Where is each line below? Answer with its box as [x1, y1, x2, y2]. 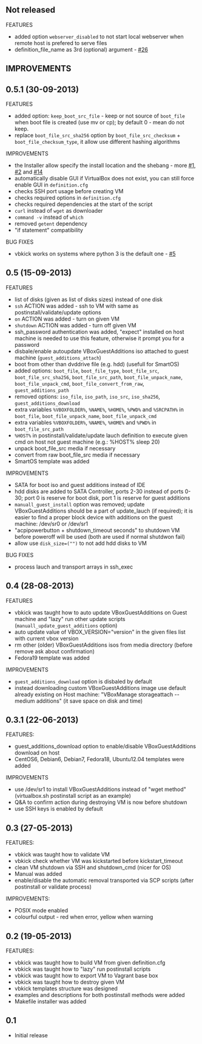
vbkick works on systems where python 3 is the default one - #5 [14, 250, 176, 258]
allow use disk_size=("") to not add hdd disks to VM [14, 539, 147, 547]
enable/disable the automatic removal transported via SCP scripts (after [14, 877, 194, 884]
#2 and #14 [14, 168, 43, 176]
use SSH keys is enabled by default [14, 805, 104, 812]
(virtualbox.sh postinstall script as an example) [14, 792, 132, 800]
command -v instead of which [14, 213, 84, 221]
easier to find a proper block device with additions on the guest [14, 513, 173, 520]
